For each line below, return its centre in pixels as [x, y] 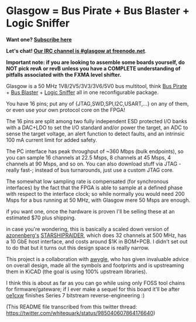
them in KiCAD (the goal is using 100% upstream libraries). [77, 272]
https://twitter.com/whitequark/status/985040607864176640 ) [81, 313]
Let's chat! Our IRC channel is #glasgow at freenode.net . [76, 50]
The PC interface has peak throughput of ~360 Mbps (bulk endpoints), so [95, 151]
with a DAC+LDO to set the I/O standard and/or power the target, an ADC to [97, 127]
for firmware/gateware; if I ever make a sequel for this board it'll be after [93, 289]
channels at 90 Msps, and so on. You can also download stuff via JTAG [92, 164]
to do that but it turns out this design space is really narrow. [78, 248]
